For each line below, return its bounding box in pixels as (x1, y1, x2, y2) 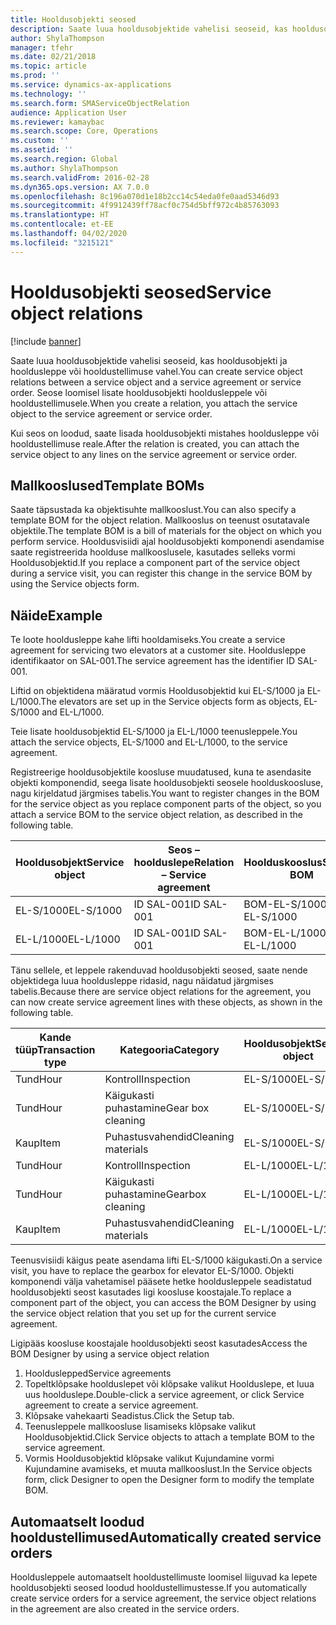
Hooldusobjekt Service (15, 856, 125, 870)
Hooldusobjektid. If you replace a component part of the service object (10, 557, 301, 569)
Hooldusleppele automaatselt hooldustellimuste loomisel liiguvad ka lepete (10, 1571, 318, 1583)
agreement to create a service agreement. (24, 1399, 199, 1411)
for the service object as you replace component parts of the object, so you (10, 798, 322, 810)
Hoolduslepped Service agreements (24, 1367, 172, 1380)
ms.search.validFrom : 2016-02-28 (10, 172, 150, 183)
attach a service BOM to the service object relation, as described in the (10, 809, 304, 821)
